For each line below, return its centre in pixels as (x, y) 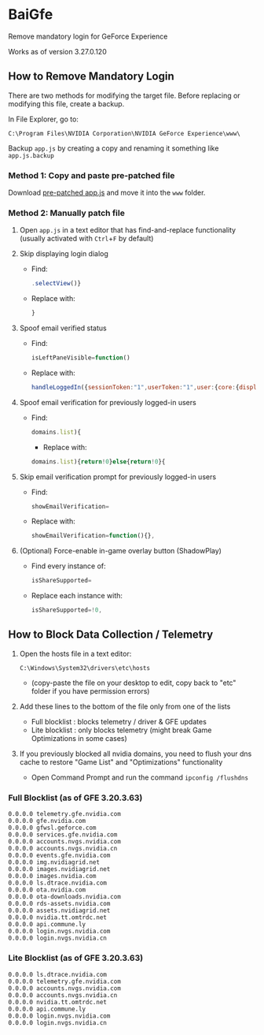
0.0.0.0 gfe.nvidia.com (47, 821)
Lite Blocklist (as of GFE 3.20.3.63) (76, 958)
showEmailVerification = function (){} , (93, 536)
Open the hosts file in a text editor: (75, 653)
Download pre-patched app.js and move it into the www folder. (107, 193)
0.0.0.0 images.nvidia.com (52, 877)
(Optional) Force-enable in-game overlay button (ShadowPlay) (121, 551)
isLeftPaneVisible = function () (81, 358)
